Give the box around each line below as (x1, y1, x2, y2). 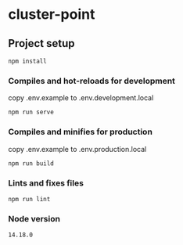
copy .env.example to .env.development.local (8, 93, 154, 103)
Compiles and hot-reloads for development (8, 75, 176, 86)
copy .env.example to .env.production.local (8, 144, 147, 153)
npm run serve (8, 108, 55, 117)
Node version (8, 213, 61, 224)
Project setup (8, 37, 76, 50)
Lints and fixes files (8, 178, 84, 189)
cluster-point (8, 5, 95, 23)
